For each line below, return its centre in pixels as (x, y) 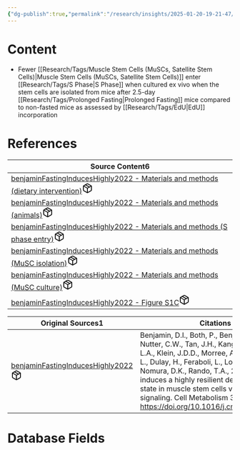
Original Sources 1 (72, 323)
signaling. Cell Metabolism (184, 397)
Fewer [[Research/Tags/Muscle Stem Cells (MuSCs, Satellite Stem (115, 69)
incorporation (38, 114)
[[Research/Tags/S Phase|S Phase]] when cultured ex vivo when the (118, 84)
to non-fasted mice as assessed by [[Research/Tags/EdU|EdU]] (111, 107)
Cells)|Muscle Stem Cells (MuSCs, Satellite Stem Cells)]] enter (109, 76)
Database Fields (56, 438)
